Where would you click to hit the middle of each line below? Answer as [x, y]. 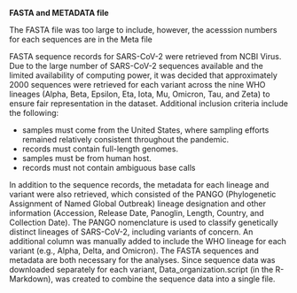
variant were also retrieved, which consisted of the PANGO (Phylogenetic [143, 194]
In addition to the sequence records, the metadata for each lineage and [139, 185]
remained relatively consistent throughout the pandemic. [125, 139]
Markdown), [31, 279]
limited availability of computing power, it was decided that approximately [143, 75]
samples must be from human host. [87, 158]
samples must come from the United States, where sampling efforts [145, 130]
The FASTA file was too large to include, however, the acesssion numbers [143, 30]
